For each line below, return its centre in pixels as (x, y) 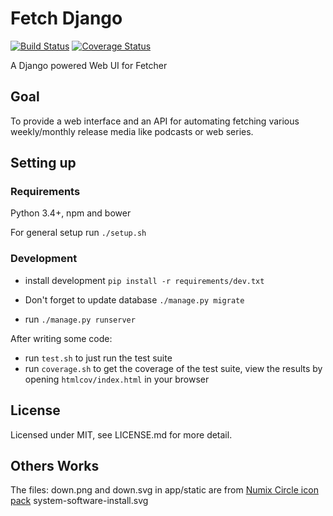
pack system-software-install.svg (79, 501)
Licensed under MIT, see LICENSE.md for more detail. (121, 434)
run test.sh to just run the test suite (98, 358)
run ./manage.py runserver (80, 319)
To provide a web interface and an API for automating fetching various (155, 121)
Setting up (43, 163)
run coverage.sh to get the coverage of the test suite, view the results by (173, 368)
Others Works (55, 465)
